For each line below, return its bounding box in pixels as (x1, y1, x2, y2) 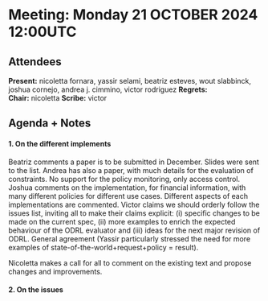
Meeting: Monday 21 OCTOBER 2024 (8, 6, 258, 24)
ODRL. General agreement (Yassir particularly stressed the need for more (8, 233, 251, 243)
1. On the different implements (8, 138, 112, 148)
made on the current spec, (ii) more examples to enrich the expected (8, 216, 236, 226)
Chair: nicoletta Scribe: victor (8, 93, 108, 102)
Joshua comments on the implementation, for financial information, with (8, 183, 246, 192)
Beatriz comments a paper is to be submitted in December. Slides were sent (8, 157, 259, 167)
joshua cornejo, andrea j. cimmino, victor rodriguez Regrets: (8, 85, 208, 94)
